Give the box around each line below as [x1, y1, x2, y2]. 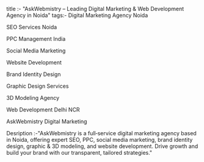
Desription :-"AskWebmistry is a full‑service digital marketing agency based [6, 130, 197, 136]
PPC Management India [6, 35, 66, 42]
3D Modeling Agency [6, 94, 60, 101]
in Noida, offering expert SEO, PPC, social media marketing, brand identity [6, 136, 193, 143]
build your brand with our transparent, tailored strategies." [6, 149, 153, 156]
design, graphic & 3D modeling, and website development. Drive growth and [6, 143, 199, 150]
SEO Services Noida [6, 24, 57, 30]
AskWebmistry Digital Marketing [6, 118, 87, 125]
